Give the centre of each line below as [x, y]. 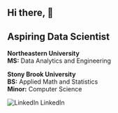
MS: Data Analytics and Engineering [59, 61]
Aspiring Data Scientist [59, 37]
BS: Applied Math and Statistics [53, 82]
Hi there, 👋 [30, 13]
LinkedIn [52, 103]
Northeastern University [44, 54]
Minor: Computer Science [45, 89]
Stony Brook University [42, 75]
